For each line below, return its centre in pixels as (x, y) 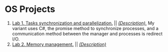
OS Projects (30, 9)
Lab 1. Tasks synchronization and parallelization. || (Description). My (83, 23)
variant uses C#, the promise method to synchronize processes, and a (85, 28)
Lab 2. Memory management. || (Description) (59, 44)
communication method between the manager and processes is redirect (87, 33)
